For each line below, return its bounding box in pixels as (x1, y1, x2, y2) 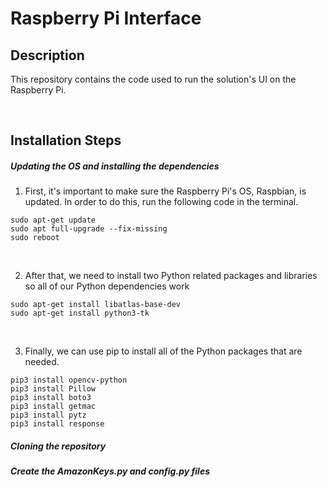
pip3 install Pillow (10, 384, 97, 394)
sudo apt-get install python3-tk (10, 308, 150, 319)
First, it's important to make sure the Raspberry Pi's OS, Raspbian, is (24, 185, 307, 197)
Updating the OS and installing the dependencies (10, 160, 220, 172)
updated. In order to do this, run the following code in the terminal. (24, 196, 299, 208)
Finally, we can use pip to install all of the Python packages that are (24, 345, 303, 357)
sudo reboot (10, 233, 60, 243)
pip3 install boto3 (10, 393, 92, 403)
